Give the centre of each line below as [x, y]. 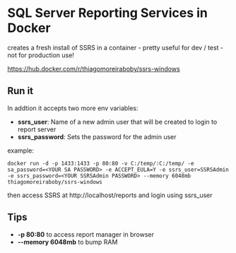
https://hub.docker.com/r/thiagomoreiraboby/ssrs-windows [94, 69]
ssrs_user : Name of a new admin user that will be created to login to [117, 122]
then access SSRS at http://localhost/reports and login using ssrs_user [110, 195]
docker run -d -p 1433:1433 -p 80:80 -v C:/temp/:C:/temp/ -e [101, 163]
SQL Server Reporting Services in [108, 13]
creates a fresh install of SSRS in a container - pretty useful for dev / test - [116, 47]
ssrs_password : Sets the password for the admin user [97, 136]
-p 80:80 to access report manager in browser [85, 234]
